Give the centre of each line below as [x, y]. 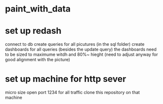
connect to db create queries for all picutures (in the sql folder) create [75, 44]
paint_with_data [38, 9]
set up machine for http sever [65, 79]
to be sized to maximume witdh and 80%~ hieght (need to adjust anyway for [81, 54]
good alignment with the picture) [38, 60]
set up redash [33, 31]
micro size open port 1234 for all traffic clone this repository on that [73, 92]
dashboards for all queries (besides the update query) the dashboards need [81, 50]
